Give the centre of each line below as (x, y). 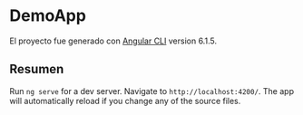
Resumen (37, 69)
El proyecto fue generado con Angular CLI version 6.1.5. (113, 41)
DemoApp (48, 16)
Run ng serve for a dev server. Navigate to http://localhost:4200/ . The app (152, 91)
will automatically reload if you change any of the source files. (125, 101)
